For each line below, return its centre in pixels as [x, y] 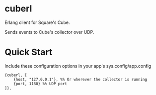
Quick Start [29, 52]
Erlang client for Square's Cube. [37, 22]
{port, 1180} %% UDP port [40, 84]
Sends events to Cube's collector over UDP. [49, 32]
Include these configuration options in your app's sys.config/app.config [78, 66]
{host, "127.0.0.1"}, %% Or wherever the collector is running [80, 79]
